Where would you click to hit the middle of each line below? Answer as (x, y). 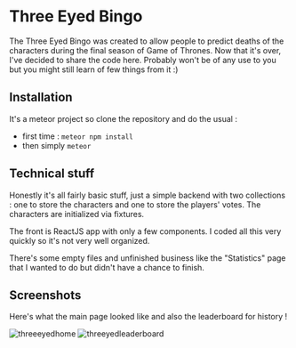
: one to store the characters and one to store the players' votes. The (135, 204)
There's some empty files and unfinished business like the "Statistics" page (148, 258)
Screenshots (45, 295)
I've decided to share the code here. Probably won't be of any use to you (143, 60)
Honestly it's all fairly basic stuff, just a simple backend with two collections (148, 195)
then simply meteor (56, 145)
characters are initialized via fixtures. (77, 214)
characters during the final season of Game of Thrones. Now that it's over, (145, 50)
